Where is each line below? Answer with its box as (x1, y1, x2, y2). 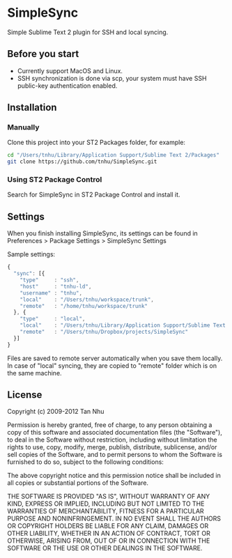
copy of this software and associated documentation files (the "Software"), (7, 428, 223, 437)
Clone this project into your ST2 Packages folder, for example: (7, 138, 186, 147)
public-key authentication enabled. (17, 82, 118, 90)
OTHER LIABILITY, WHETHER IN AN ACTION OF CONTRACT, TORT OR (7, 529, 210, 538)
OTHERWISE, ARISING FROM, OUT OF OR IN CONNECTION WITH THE (7, 536, 210, 545)
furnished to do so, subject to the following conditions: (7, 458, 164, 466)
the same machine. (7, 369, 62, 377)
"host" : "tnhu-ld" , (20, 283, 92, 290)
